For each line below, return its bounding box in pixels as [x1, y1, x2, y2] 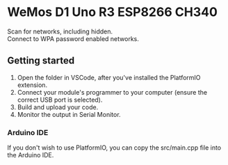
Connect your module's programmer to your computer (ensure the [17, 88, 207, 96]
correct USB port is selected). [17, 95, 103, 104]
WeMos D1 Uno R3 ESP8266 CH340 [7, 4, 218, 20]
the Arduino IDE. [7, 151, 54, 159]
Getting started [7, 55, 75, 67]
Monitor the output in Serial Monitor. [17, 110, 121, 118]
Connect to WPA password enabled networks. [7, 34, 139, 42]
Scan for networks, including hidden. [7, 27, 113, 36]
